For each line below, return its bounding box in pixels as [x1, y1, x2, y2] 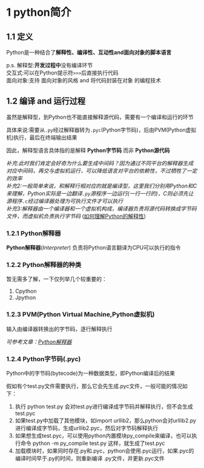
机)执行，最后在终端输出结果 [6, 134, 77, 141]
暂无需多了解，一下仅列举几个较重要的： [6, 275, 107, 283]
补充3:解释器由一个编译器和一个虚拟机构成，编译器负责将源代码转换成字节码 [6, 205, 197, 212]
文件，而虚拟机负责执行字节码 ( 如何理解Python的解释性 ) [6, 213, 146, 220]
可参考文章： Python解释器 [6, 338, 72, 345]
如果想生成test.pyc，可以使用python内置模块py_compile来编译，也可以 [15, 432, 192, 439]
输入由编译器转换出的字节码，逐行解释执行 [6, 325, 113, 332]
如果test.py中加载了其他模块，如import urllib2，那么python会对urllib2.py [15, 417, 197, 424]
